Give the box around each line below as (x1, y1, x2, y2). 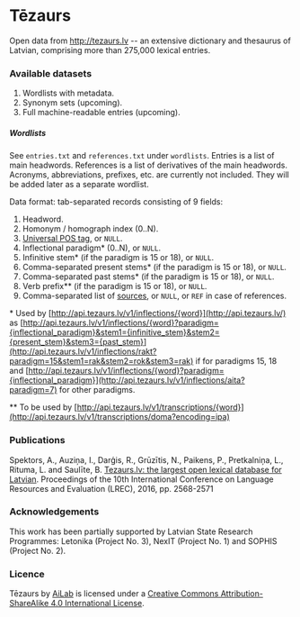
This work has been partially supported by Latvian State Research (9, 526, 253, 537)
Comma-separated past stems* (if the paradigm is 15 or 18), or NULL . (22, 271, 275, 282)
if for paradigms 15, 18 (195, 356, 278, 367)
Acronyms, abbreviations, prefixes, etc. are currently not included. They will (9, 169, 289, 180)
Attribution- (220, 588, 263, 599)
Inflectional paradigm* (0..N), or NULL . (22, 242, 162, 253)
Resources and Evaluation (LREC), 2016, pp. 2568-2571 (9, 483, 214, 494)
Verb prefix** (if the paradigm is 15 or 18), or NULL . (22, 281, 207, 292)
